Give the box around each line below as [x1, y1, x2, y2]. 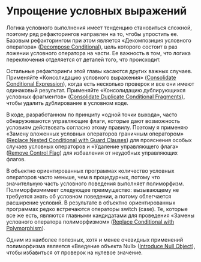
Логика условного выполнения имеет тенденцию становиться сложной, [6, 24, 192, 31]
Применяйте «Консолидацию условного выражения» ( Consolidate [6, 74, 176, 81]
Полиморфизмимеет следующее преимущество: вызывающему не [6, 186, 179, 193]
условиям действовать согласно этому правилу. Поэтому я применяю [6, 124, 188, 131]
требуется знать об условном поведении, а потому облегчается [6, 192, 172, 200]
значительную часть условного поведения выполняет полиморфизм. [6, 180, 184, 187]
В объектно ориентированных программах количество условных [6, 167, 175, 174]
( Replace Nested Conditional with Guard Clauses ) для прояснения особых [6, 136, 192, 143]
